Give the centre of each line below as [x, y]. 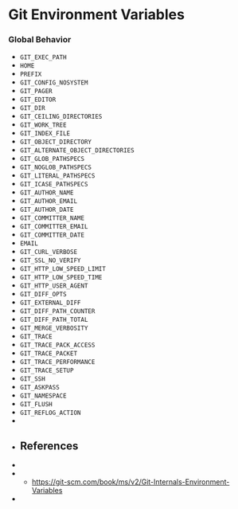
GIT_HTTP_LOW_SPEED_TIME [61, 278]
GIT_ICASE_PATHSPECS [54, 185]
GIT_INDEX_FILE [45, 134]
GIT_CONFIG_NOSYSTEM [54, 83]
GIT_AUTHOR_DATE [47, 210]
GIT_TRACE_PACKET [49, 354]
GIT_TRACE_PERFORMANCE [57, 362]
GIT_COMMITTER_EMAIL [54, 227]
